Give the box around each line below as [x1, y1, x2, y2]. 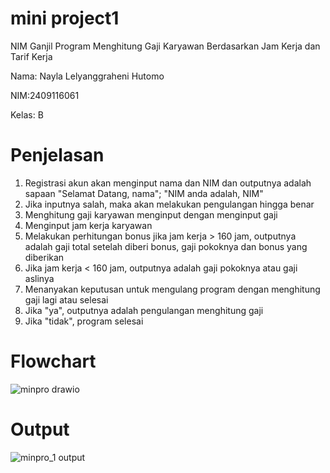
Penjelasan [10, 144, 105, 167]
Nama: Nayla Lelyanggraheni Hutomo [10, 70, 165, 82]
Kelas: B [10, 108, 44, 121]
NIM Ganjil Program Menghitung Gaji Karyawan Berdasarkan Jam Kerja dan [10, 40, 321, 52]
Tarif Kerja [10, 50, 53, 62]
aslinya [24, 272, 55, 284]
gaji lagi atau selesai [24, 293, 109, 306]
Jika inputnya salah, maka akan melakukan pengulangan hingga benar [24, 198, 315, 210]
